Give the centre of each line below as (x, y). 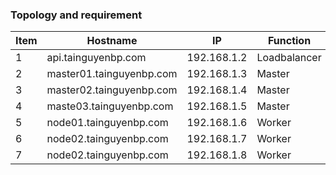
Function (289, 41)
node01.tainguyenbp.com (107, 123)
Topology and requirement (76, 15)
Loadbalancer (289, 58)
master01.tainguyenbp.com (112, 74)
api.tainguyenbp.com (96, 58)
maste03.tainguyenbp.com (110, 106)
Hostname (112, 41)
